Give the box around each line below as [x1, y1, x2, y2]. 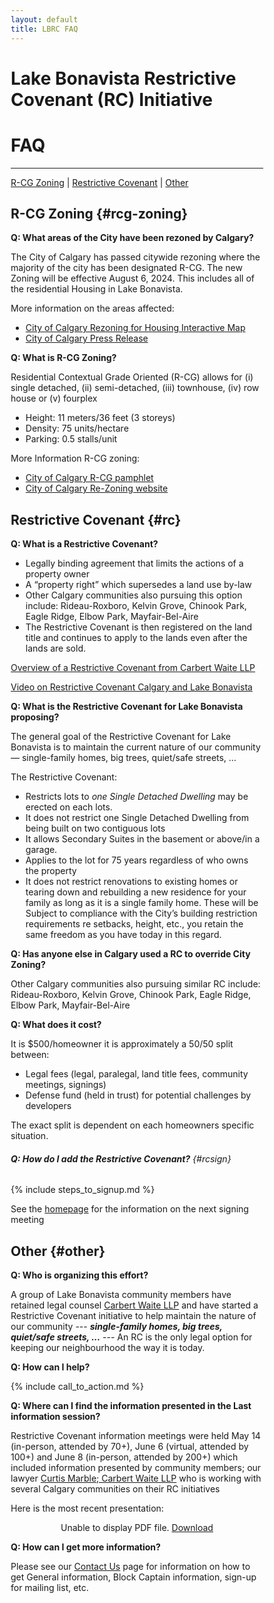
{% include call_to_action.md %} [10, 1381, 145, 1393]
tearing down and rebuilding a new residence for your [25, 886, 247, 898]
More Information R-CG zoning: [10, 452, 141, 465]
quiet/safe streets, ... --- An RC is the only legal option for [10, 1331, 253, 1343]
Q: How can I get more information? [10, 1541, 161, 1553]
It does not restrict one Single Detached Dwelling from [25, 812, 249, 824]
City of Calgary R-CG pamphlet [25, 472, 154, 484]
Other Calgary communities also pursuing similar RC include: [10, 978, 261, 990]
